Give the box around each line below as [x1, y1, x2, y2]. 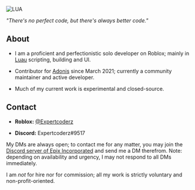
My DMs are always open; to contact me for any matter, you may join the [6, 140, 183, 148]
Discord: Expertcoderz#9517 [14, 129, 86, 136]
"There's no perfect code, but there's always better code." [6, 17, 149, 24]
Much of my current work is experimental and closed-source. [14, 85, 164, 92]
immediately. [6, 159, 37, 166]
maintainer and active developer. [14, 74, 95, 81]
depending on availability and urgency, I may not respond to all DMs [6, 153, 171, 160]
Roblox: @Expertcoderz [14, 118, 74, 125]
